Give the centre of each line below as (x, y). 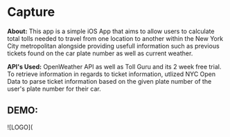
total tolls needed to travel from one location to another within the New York (115, 38)
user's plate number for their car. (54, 89)
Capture (31, 12)
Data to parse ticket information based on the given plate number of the (109, 81)
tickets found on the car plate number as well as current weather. (100, 53)
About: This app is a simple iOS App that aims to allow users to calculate (111, 31)
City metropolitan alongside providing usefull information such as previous (113, 46)
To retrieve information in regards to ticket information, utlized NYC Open (112, 74)
